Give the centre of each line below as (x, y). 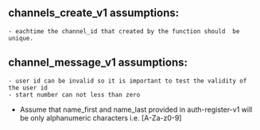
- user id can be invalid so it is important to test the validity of (128, 81)
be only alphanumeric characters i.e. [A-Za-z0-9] (101, 117)
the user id (28, 88)
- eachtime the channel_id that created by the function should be (124, 31)
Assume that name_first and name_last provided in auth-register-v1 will (136, 109)
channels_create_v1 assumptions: (94, 13)
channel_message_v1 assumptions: (98, 63)
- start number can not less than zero (74, 94)
